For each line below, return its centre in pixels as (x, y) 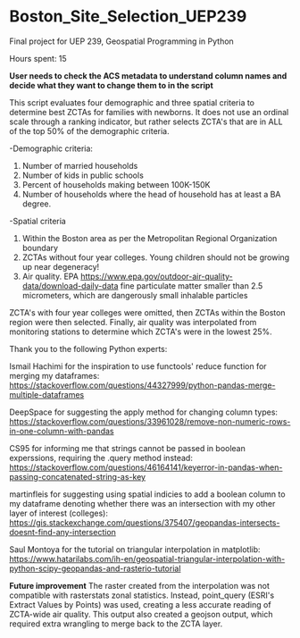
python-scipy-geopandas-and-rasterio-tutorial (95, 568)
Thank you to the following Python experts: (88, 348)
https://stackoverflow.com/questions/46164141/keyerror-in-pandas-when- (146, 467)
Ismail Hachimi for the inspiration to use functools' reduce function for (138, 366)
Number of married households (80, 165)
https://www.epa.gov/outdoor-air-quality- (157, 276)
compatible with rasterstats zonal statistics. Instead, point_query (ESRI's (142, 595)
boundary (40, 248)
